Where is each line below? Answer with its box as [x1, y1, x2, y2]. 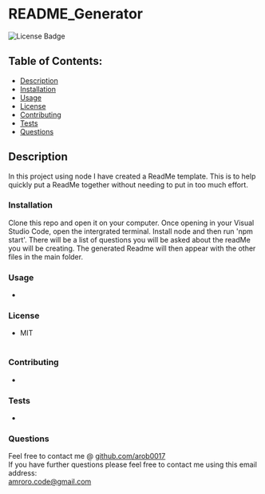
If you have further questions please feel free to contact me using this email [8, 460, 258, 469]
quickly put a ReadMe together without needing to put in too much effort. [8, 179, 249, 189]
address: [8, 468, 38, 478]
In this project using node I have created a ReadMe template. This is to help [8, 171, 256, 181]
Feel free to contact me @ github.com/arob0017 [8, 452, 166, 461]
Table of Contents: [8, 54, 103, 68]
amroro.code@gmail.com [8, 477, 92, 487]
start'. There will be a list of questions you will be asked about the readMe [8, 235, 251, 244]
